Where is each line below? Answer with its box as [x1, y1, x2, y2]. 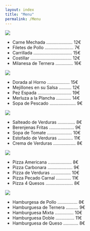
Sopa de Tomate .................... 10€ [12, 130, 81, 136]
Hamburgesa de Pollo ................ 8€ [12, 199, 85, 205]
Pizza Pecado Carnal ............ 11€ [12, 175, 79, 181]
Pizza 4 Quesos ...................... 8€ [12, 180, 80, 186]
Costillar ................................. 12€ [12, 55, 81, 61]
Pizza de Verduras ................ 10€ [12, 170, 80, 176]
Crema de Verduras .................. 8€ [12, 140, 83, 146]
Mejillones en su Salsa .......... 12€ [12, 85, 80, 91]
